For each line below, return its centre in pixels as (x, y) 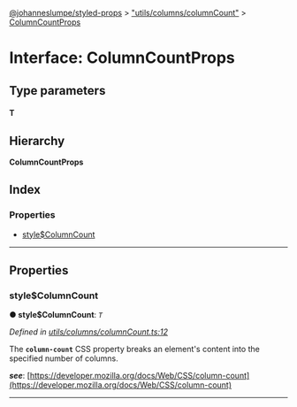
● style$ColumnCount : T (56, 315)
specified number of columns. (64, 358)
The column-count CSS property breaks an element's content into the (135, 349)
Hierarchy (37, 141)
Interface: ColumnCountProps (122, 58)
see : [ (20, 376)
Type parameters (57, 91)
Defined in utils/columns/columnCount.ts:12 (88, 332)
